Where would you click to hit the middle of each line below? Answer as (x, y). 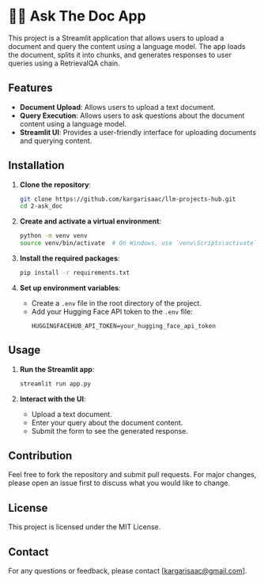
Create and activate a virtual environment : (91, 221)
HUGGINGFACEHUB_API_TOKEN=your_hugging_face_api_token (123, 326)
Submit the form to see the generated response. (109, 431)
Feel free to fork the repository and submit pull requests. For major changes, (132, 475)
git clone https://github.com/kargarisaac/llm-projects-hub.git (128, 199)
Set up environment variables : (70, 288)
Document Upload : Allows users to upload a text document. (117, 107)
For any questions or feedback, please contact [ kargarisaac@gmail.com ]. (128, 571)
